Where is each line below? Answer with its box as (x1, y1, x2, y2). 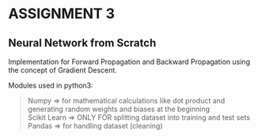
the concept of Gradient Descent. (8, 65, 117, 75)
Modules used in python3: (8, 80, 93, 90)
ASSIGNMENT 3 (8, 5, 116, 23)
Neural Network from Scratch (8, 36, 157, 50)
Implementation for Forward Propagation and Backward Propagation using (8, 57, 251, 66)
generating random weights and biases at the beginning (27, 104, 211, 114)
